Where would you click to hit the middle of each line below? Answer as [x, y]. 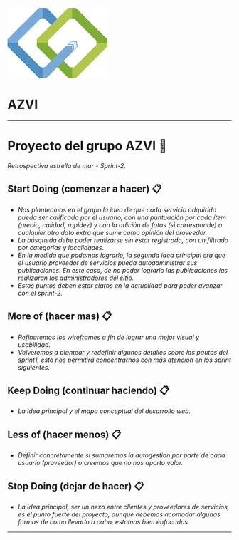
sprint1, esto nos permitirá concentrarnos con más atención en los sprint [124, 360]
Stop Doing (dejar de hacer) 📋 [76, 486]
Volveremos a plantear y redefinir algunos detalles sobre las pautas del [123, 352]
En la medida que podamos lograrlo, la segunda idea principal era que [122, 255]
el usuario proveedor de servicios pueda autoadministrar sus [107, 263]
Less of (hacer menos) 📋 [64, 434]
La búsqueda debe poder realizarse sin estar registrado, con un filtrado [123, 240]
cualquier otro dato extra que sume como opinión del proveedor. [112, 232]
